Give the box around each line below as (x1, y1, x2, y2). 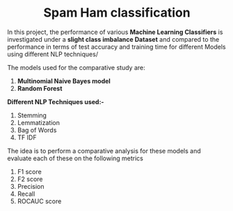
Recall (17, 189, 35, 198)
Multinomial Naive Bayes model (17, 76, 111, 85)
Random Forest (17, 84, 63, 92)
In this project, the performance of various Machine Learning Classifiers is (7, 28, 223, 36)
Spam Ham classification (43, 5, 191, 21)
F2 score (17, 175, 43, 183)
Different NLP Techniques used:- (7, 97, 104, 105)
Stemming (17, 111, 47, 119)
